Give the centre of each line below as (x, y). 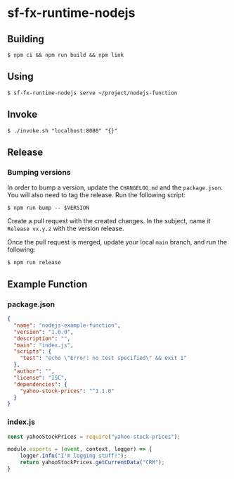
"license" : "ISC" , (41, 378)
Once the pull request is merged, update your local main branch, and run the (117, 242)
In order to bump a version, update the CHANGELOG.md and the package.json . (115, 187)
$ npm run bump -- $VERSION (48, 208)
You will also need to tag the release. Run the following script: (97, 195)
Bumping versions (39, 172)
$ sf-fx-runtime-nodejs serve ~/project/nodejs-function (92, 93)
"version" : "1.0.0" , (44, 332)
